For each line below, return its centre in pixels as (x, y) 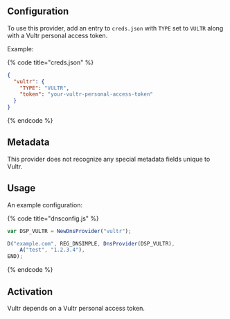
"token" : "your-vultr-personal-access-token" (87, 94)
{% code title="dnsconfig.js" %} (53, 218)
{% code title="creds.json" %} (51, 62)
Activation (30, 292)
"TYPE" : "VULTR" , (45, 88)
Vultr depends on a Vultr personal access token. (76, 308)
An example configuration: (45, 205)
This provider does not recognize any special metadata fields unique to (109, 159)
